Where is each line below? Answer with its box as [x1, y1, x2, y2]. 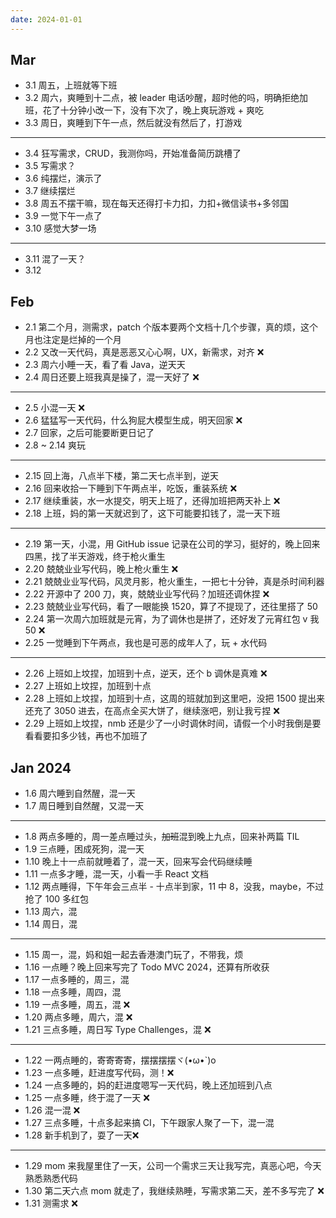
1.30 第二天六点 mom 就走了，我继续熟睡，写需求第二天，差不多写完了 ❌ [24, 1185, 325, 1197]
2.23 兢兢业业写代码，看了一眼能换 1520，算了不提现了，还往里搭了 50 [24, 601, 318, 613]
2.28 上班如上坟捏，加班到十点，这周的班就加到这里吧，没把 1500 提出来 [24, 692, 326, 705]
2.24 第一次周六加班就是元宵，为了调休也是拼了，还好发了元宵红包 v [24, 613, 308, 625]
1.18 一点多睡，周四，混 [24, 986, 122, 998]
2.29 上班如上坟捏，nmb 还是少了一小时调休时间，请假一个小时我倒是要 [24, 717, 322, 730]
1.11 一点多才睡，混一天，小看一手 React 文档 [24, 868, 210, 880]
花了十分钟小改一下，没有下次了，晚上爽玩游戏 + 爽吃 [42, 104, 264, 116]
